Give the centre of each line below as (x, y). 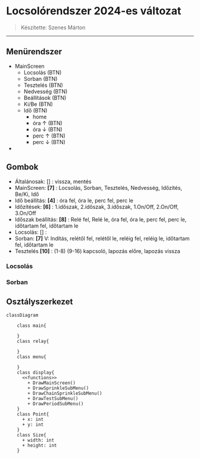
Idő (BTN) (35, 110)
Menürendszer (34, 52)
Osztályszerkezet (40, 302)
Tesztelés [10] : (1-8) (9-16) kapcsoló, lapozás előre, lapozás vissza (97, 251)
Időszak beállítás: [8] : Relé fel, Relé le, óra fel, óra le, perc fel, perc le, (101, 219)
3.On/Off (26, 213)
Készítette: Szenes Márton (53, 27)
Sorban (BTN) (40, 79)
